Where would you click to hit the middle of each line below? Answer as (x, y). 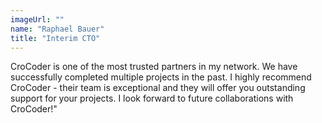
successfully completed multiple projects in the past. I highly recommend (161, 77)
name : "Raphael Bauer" (57, 29)
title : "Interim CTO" (55, 38)
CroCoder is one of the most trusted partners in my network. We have (154, 67)
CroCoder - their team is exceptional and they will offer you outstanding (158, 88)
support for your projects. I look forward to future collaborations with (152, 98)
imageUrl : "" (37, 19)
